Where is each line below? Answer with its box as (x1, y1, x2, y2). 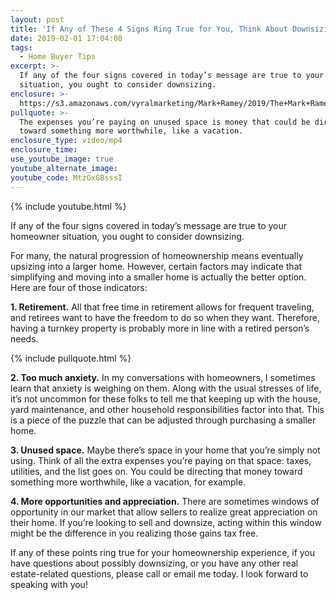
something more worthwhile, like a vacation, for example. (10, 476, 247, 488)
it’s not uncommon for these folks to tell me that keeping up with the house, (10, 392, 321, 405)
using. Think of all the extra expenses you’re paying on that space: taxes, (10, 454, 312, 466)
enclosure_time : (10, 145, 78, 155)
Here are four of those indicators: (10, 281, 148, 293)
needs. (10, 332, 39, 345)
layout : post (10, 14, 65, 25)
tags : (10, 42, 33, 53)
